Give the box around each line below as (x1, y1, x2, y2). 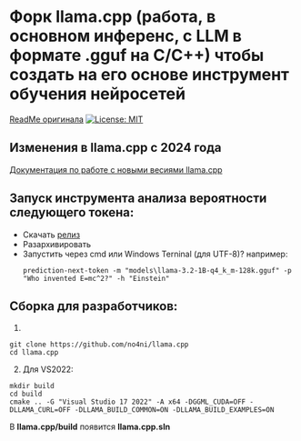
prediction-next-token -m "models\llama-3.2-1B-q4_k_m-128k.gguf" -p (22, 266, 293, 275)
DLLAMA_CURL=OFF (9, 406, 71, 415)
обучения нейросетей (9, 84, 186, 105)
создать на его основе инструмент (9, 65, 289, 85)
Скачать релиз (22, 229, 80, 240)
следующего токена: (9, 205, 135, 220)
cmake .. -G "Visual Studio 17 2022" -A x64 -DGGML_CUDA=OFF (9, 397, 246, 406)
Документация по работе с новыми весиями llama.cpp (9, 164, 223, 175)
